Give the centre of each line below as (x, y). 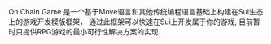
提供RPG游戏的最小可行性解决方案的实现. (92, 32)
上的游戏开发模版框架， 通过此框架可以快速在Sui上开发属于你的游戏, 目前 (131, 22)
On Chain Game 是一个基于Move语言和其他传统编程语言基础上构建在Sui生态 (136, 12)
